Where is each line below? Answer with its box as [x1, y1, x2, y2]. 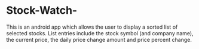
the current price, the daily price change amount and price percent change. [6, 36, 192, 43]
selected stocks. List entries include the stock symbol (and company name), [6, 29, 194, 36]
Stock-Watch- [6, 4, 78, 17]
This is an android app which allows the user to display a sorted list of [6, 23, 178, 30]
